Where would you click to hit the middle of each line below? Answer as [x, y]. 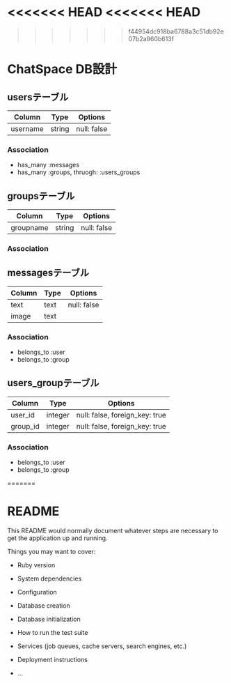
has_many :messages [48, 165]
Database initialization [49, 619]
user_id [23, 415]
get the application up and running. [57, 538]
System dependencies [49, 578]
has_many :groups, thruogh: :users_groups [79, 172]
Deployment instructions [53, 660]
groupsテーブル [41, 196]
